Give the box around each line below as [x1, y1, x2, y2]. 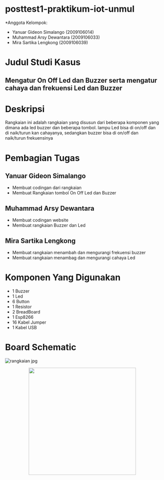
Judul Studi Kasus [5, 57, 81, 68]
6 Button [12, 299, 30, 305]
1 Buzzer [12, 288, 30, 294]
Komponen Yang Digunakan [5, 272, 121, 283]
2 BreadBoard [12, 309, 41, 315]
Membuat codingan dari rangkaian [12, 185, 82, 191]
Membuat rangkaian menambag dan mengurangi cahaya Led [12, 255, 136, 261]
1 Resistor [12, 304, 32, 310]
